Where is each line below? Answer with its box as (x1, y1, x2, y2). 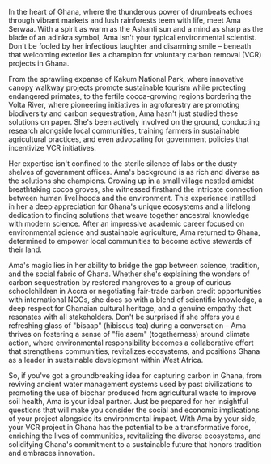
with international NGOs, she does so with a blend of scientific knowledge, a (8, 295, 263, 304)
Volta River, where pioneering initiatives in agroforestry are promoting (8, 100, 240, 109)
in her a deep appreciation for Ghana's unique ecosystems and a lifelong (8, 202, 251, 211)
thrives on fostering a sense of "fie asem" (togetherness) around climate (8, 330, 251, 338)
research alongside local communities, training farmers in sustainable (8, 126, 240, 135)
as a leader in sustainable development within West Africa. (8, 355, 204, 364)
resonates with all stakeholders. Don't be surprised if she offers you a (8, 312, 240, 321)
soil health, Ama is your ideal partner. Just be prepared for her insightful (8, 397, 248, 406)
